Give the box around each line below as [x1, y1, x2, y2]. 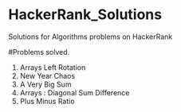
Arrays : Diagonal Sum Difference [19, 87, 130, 97]
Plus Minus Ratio [19, 96, 75, 106]
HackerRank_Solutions [8, 6, 162, 24]
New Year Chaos [19, 71, 76, 80]
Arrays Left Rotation [19, 62, 86, 72]
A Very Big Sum [19, 79, 72, 89]
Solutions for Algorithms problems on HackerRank [8, 32, 173, 41]
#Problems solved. [8, 47, 70, 56]
